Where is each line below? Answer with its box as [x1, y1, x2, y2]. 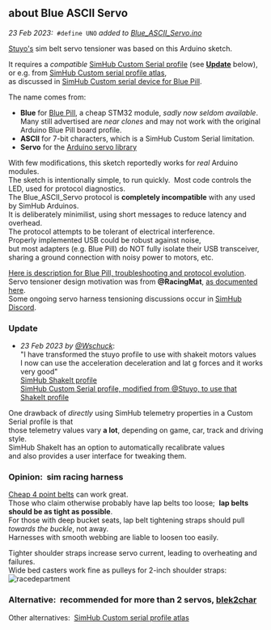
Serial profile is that [8, 416, 74, 427]
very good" [19, 367, 58, 377]
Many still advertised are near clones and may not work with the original [19, 116, 261, 126]
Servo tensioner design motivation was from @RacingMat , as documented [8, 277, 258, 286]
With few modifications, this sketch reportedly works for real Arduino [8, 158, 239, 167]
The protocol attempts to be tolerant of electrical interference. [8, 226, 215, 236]
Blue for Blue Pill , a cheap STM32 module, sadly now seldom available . [19, 108, 259, 117]
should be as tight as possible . [8, 507, 113, 517]
